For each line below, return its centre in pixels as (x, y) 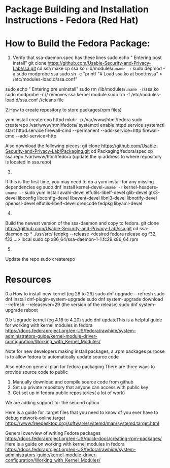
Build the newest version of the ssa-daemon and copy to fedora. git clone (82, 223)
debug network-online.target (35, 418)
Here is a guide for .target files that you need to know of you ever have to (82, 412)
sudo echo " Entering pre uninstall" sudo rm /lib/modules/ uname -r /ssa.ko (82, 89)
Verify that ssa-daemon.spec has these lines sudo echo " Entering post (87, 58)
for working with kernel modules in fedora (49, 325)
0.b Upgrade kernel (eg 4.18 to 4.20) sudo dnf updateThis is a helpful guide (84, 320)
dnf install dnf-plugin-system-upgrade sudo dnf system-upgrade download (84, 299)
